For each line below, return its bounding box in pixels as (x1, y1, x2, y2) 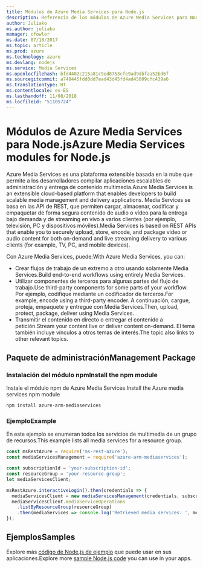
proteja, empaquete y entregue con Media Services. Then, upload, (14, 303, 179, 310)
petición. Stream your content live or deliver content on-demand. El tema (14, 322, 195, 329)
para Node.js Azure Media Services (6, 137, 185, 151)
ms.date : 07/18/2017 (6, 37, 59, 43)
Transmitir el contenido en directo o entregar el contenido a (14, 315, 163, 323)
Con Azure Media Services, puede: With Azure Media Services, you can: (6, 253, 185, 260)
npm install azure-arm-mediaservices (6, 402, 101, 408)
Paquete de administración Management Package (6, 352, 196, 363)
